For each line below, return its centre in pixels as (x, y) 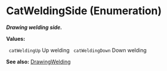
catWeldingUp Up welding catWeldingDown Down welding (78, 50)
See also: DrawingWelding (38, 62)
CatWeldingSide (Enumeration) (84, 11)
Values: (16, 38)
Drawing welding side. (34, 27)
